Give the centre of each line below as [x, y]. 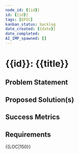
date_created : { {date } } [31, 29]
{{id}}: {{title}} [37, 64]
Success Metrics [33, 117]
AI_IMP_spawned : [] [26, 39]
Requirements [28, 134]
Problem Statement [37, 82]
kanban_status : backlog [31, 24]
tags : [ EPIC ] [19, 19]
